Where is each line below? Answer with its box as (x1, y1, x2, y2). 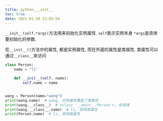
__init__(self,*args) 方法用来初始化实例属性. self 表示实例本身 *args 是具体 (5, 30, 158, 36)
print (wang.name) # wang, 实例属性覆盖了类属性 (5, 98, 99, 103)
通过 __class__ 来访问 (5, 53, 46, 59)
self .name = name (22, 81, 58, 85)
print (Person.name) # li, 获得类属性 (5, 112, 81, 117)
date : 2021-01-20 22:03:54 (5, 16, 60, 21)
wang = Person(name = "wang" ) (5, 93, 62, 98)
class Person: (5, 62, 34, 67)
